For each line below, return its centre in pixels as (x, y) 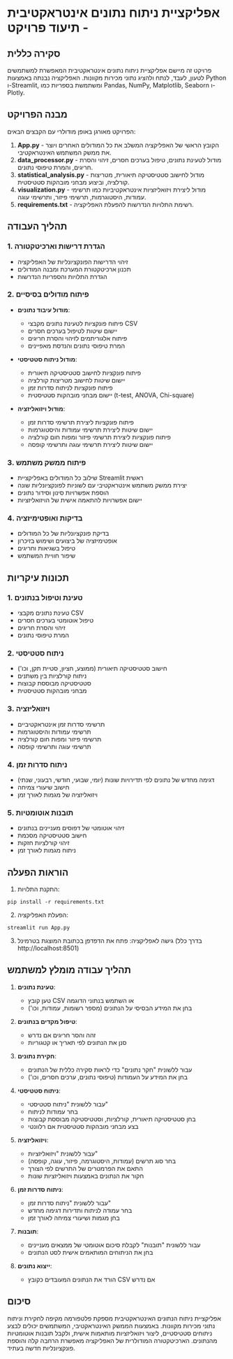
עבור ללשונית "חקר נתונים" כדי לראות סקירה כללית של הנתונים (110, 1069)
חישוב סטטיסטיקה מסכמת (52, 835)
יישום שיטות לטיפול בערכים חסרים (73, 331)
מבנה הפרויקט (37, 114)
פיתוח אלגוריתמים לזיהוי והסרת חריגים (77, 338)
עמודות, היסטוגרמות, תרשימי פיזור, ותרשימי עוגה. (82, 197)
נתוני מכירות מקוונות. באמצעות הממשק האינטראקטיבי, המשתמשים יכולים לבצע (111, 1325)
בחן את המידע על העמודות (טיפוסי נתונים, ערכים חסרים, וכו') (108, 1077)
